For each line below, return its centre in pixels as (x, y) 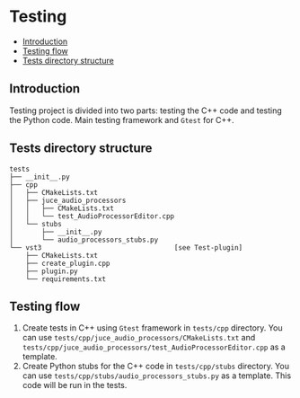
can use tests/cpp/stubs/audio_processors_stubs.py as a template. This (157, 376)
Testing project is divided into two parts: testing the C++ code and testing (146, 111)
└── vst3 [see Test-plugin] (126, 248)
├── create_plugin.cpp (68, 263)
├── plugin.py (52, 271)
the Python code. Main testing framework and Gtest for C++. (122, 119)
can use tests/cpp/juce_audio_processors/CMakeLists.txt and (139, 338)
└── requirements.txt (66, 279)
